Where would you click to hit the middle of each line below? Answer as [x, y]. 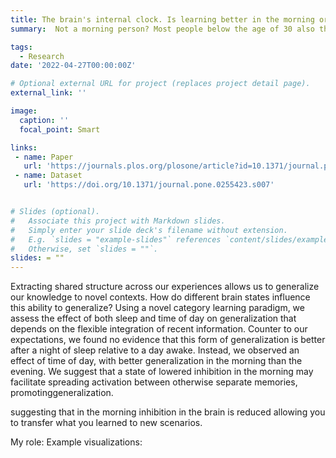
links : [24, 147]
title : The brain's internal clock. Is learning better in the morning [162, 19]
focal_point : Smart [60, 129]
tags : [21, 47]
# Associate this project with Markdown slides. [118, 221]
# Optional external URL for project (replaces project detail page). [160, 84]
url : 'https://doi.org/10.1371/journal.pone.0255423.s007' [149, 185]
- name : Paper [44, 157]
